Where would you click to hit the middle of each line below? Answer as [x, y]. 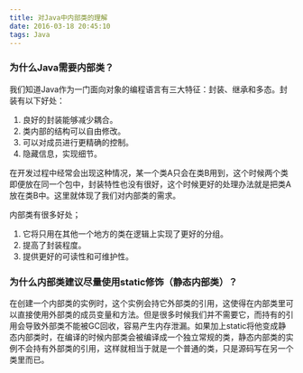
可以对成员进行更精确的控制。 [78, 142]
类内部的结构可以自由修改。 [74, 131]
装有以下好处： [37, 100]
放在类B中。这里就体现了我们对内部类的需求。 [95, 195]
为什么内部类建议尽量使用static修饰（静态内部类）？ [124, 282]
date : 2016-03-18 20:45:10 [60, 26]
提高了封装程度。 [54, 245]
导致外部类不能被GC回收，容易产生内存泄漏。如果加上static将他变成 [151, 325]
